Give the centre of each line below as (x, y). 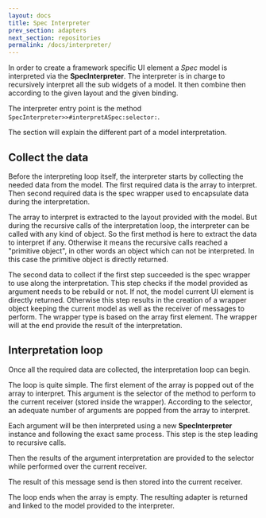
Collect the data (48, 157)
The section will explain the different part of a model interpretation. (118, 133)
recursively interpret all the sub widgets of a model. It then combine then (127, 85)
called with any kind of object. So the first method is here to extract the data (133, 234)
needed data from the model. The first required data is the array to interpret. (133, 184)
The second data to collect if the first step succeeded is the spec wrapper (129, 274)
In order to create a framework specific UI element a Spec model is (118, 68)
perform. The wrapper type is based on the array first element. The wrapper (133, 317)
